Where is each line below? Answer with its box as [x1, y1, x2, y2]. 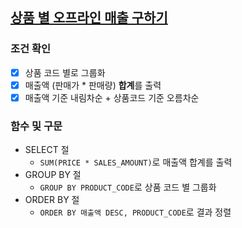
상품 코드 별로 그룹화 [24, 66, 106, 78]
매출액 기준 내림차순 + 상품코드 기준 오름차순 [24, 91, 200, 103]
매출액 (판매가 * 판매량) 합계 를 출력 [24, 79, 162, 91]
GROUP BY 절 [24, 169, 82, 181]
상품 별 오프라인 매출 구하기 [10, 9, 168, 27]
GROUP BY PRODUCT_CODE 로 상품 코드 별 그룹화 [39, 181, 217, 193]
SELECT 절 [24, 144, 70, 156]
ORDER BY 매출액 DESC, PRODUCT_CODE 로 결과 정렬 [39, 206, 232, 218]
